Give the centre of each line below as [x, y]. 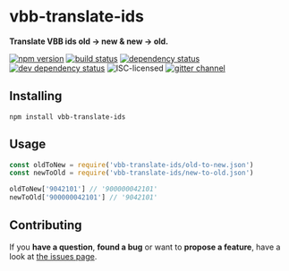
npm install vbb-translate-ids [68, 117]
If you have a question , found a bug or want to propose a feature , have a [145, 247]
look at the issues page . [53, 256]
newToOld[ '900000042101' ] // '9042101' [84, 198]
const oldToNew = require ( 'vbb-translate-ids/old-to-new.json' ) [132, 165]
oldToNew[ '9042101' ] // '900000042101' [84, 190]
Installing [36, 96]
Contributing [46, 225]
